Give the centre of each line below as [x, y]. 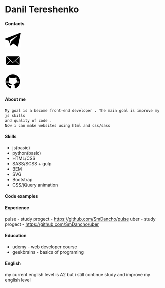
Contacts [15, 23]
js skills [15, 115]
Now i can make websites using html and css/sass [58, 125]
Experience [17, 208]
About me [16, 99]
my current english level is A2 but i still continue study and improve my [78, 275]
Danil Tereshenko [42, 9]
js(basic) [21, 148]
